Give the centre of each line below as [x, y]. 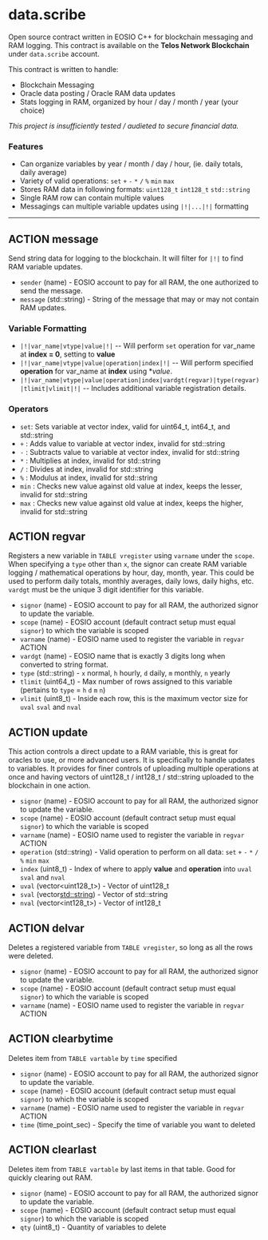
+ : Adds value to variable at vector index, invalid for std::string [122, 443]
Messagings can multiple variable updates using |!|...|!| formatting [134, 206]
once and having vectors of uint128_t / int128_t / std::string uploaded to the [131, 777]
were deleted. [31, 956]
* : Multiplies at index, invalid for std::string [90, 461]
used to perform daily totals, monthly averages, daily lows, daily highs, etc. [131, 581]
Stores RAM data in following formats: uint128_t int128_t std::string [135, 189]
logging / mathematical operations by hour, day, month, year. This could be [132, 572]
